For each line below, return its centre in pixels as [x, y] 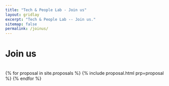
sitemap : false [21, 24]
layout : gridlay [22, 15]
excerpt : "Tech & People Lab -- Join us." [50, 19]
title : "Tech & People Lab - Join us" [46, 10]
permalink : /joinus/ [27, 29]
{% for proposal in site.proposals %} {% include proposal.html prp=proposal [84, 73]
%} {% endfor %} [23, 78]
